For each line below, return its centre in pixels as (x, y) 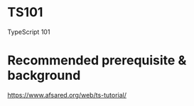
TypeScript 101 (29, 32)
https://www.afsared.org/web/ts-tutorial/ (67, 95)
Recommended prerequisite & (97, 60)
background (44, 76)
